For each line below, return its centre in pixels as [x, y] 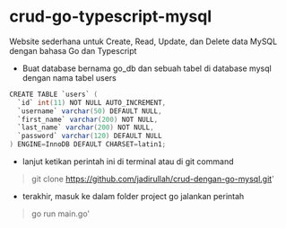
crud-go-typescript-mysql [111, 17]
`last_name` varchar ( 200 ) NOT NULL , [86, 127]
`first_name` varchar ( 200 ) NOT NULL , [88, 119]
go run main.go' [61, 214]
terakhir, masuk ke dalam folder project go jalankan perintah [133, 197]
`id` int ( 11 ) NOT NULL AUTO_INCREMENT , [92, 102]
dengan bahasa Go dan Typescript [73, 50]
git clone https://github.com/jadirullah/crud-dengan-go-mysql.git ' [153, 179]
